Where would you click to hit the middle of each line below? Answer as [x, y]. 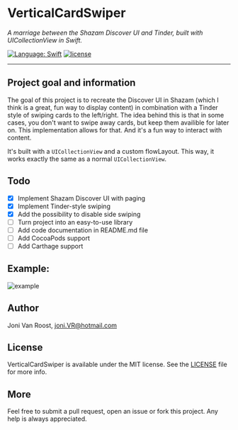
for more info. [27, 372]
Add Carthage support [50, 246]
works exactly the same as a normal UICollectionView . [87, 159]
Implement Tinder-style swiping [64, 206]
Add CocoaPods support [53, 238]
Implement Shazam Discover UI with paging [81, 198]
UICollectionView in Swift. [45, 40]
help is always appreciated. [47, 419]
